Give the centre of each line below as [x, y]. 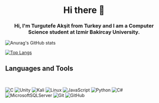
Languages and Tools [39, 68]
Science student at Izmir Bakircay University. [84, 32]
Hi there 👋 [84, 10]
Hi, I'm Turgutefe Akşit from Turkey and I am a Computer [84, 26]
